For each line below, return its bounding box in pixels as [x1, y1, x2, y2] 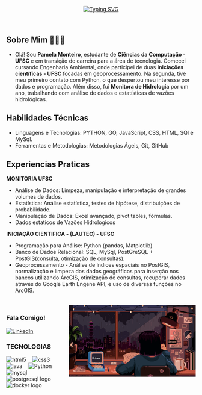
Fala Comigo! [6, 314, 46, 322]
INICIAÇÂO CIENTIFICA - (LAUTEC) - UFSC [6, 231, 115, 238]
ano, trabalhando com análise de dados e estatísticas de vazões [14, 89, 174, 96]
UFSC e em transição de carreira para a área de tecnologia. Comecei [14, 57, 186, 64]
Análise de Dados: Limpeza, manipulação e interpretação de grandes [14, 187, 186, 194]
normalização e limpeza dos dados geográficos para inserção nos [14, 268, 179, 275]
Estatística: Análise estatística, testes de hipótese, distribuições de [14, 199, 180, 207]
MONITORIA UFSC [6, 175, 53, 182]
